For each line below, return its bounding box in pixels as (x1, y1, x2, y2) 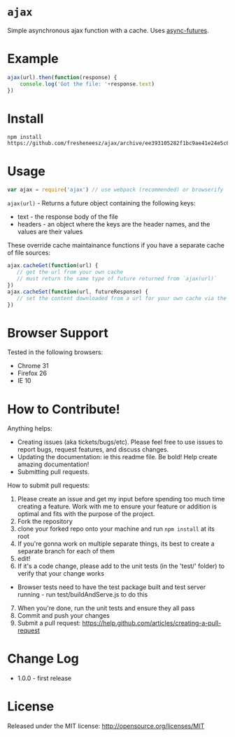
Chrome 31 (17, 362, 49, 370)
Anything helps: (7, 424, 52, 433)
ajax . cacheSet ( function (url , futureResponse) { (7, 288, 149, 295)
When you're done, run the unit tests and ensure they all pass (17, 604, 195, 612)
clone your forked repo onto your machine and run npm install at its (17, 525, 215, 533)
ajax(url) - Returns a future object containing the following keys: (7, 199, 196, 208)
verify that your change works (17, 569, 105, 578)
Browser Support (7, 325, 108, 341)
